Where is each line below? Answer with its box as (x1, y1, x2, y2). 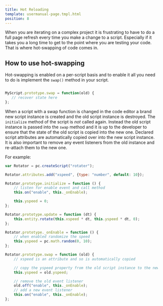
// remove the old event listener (14, 279, 83, 284)
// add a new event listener (14, 288, 73, 293)
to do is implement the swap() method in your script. (5, 77, 109, 83)
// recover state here (11, 95, 57, 100)
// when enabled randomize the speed (14, 234, 90, 239)
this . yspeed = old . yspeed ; (14, 270, 68, 275)
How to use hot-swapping (5, 59, 85, 67)
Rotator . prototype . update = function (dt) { (5, 212, 97, 217)
